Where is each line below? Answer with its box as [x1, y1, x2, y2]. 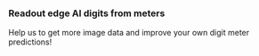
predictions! [8, 36, 53, 47]
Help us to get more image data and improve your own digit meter [8, 28, 250, 38]
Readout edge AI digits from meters [8, 7, 166, 20]
